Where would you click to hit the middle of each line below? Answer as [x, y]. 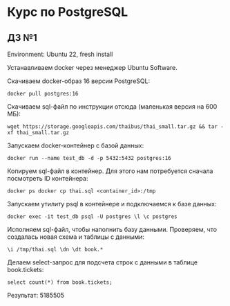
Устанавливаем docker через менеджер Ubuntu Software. [93, 67]
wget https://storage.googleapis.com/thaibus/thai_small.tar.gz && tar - [116, 127]
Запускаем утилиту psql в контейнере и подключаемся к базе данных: [112, 204]
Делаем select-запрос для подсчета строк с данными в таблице [103, 262]
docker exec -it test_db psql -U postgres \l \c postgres [92, 217]
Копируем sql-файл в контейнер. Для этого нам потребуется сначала [110, 171]
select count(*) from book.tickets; [60, 282]
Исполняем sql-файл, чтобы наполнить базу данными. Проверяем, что [112, 229]
